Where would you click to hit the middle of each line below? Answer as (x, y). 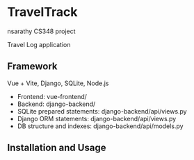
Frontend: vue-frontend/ (52, 96)
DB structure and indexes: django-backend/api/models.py (100, 126)
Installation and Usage (57, 148)
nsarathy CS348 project (41, 31)
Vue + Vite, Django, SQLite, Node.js (58, 83)
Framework (32, 66)
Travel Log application (39, 44)
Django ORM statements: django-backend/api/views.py (97, 118)
